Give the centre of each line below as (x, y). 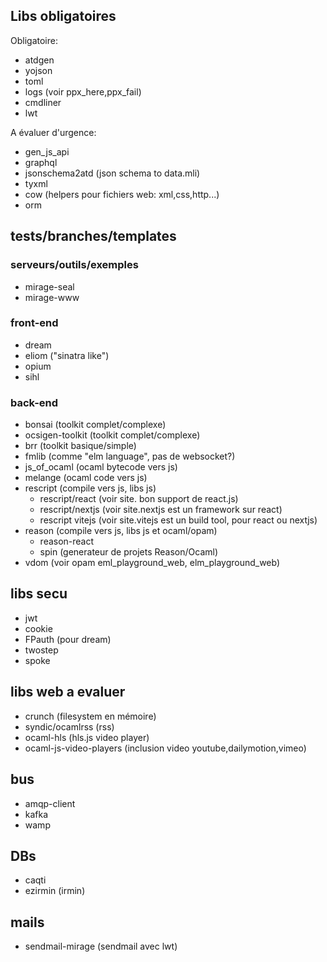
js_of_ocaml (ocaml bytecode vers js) (101, 467)
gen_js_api (47, 151)
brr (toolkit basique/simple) (80, 446)
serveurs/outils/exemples (74, 265)
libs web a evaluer (68, 692)
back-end (34, 402)
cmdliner (43, 102)
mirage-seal (49, 286)
